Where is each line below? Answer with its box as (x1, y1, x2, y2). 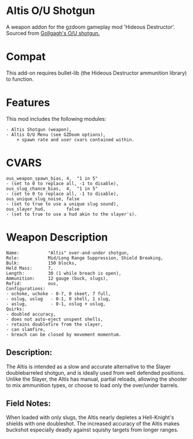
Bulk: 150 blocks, (6, 260, 77, 266)
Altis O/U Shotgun (6, 4, 95, 18)
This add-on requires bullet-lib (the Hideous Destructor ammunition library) (6, 69, 187, 76)
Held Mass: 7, (6, 265, 54, 271)
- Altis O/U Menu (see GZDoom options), (6, 131, 106, 138)
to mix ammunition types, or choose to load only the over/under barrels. (6, 381, 180, 389)
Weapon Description (6, 231, 108, 243)
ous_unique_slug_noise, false (6, 196, 80, 202)
